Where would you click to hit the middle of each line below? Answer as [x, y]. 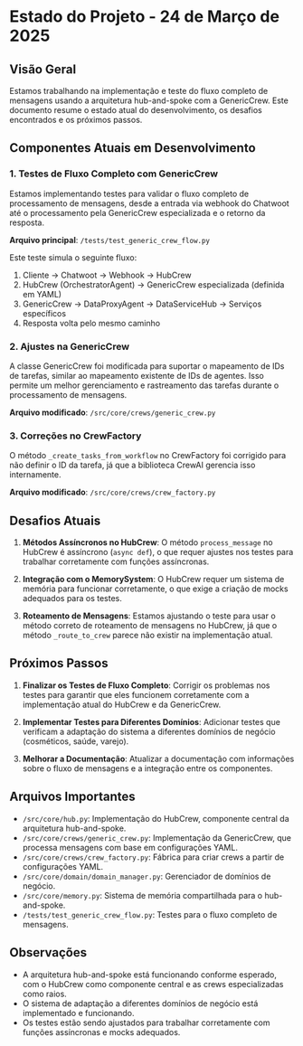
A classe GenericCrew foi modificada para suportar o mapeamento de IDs [147, 366]
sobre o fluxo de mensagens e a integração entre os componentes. [147, 768]
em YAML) [42, 294]
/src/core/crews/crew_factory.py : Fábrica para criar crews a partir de [153, 857]
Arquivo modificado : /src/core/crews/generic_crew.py [113, 412]
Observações [48, 952]
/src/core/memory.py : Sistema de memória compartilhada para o [142, 895]
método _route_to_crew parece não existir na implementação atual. [147, 636]
